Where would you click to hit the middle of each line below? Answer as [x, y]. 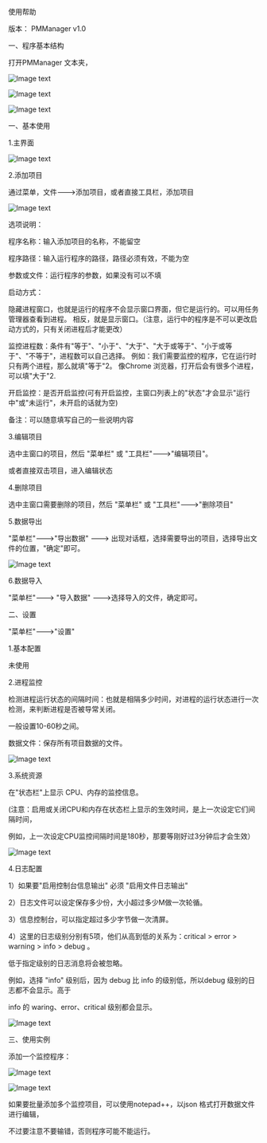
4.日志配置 [25, 868]
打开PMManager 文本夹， [50, 63]
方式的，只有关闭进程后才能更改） [71, 329]
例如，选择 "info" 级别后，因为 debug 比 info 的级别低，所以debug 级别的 [128, 980]
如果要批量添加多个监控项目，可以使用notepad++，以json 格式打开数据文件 [132, 1104]
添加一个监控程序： [40, 1056]
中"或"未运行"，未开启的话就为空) [63, 403]
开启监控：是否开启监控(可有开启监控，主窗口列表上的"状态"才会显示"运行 [129, 393]
